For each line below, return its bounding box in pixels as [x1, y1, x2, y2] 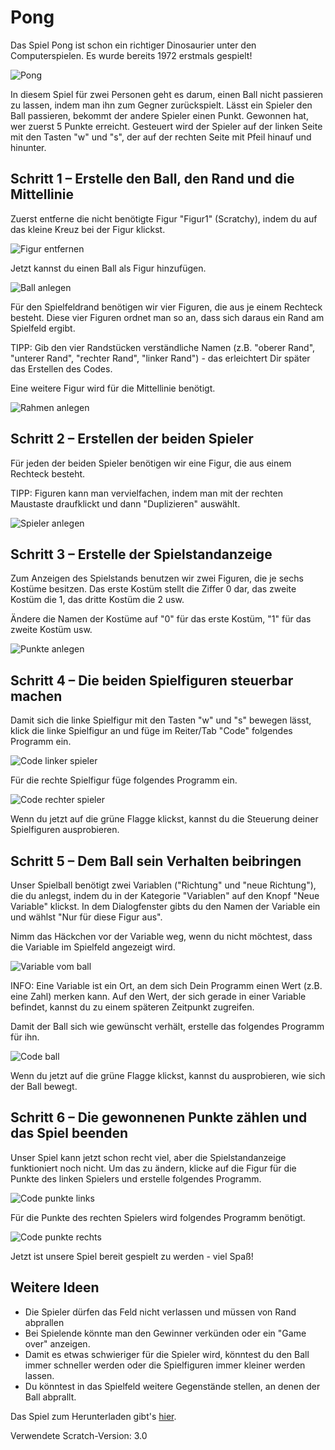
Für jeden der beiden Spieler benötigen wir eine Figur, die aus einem [10, 457, 292, 469]
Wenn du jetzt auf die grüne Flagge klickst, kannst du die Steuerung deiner [10, 813, 319, 825]
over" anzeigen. [24, 1337, 91, 1350]
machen [10, 687, 63, 705]
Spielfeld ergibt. [10, 322, 76, 334]
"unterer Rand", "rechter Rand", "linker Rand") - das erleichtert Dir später [10, 352, 311, 364]
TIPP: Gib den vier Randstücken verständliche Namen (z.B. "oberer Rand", [10, 341, 316, 353]
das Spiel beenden [10, 1125, 129, 1142]
